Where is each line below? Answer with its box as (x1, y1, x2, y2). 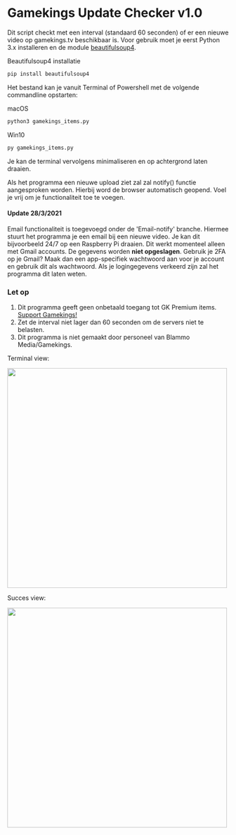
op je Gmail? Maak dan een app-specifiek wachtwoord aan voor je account (7, 255, 225, 263)
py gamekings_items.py (7, 144, 74, 151)
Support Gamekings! (17, 311, 77, 319)
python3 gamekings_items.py (7, 117, 90, 125)
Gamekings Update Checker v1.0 (7, 5, 203, 21)
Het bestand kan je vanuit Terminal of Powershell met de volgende (7, 83, 200, 91)
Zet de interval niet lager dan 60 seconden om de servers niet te (17, 318, 204, 326)
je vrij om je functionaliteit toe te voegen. (7, 193, 125, 201)
